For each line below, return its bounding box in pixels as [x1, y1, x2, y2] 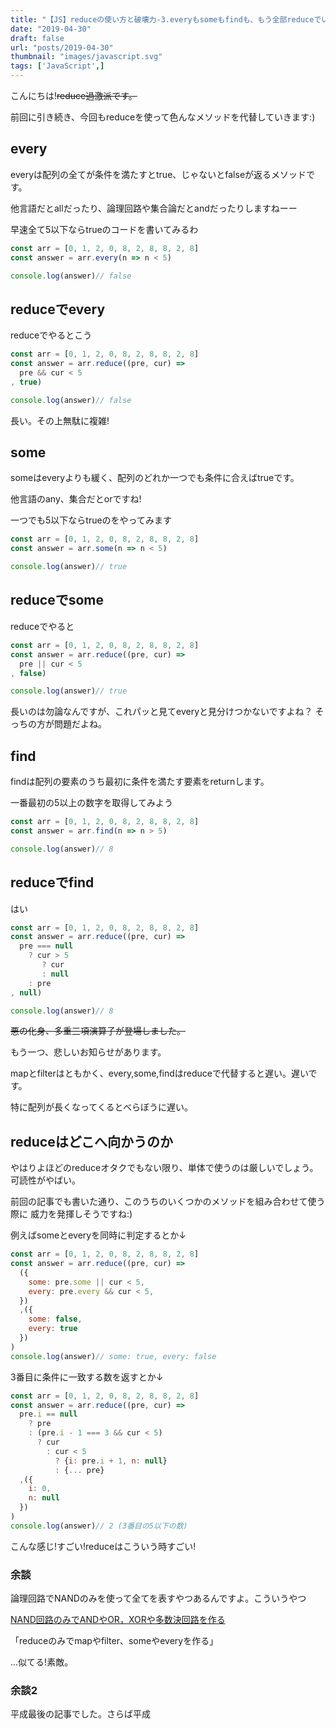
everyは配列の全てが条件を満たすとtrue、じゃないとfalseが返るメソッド [10, 168, 307, 180]
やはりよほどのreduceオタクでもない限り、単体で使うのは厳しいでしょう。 [10, 1162, 319, 1174]
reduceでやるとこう [10, 329, 93, 341]
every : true [28, 1324, 78, 1334]
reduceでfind [10, 874, 95, 891]
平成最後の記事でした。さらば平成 [10, 1708, 151, 1720]
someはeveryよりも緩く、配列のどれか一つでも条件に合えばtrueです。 [10, 472, 300, 484]
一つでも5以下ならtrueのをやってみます [10, 514, 172, 526]
